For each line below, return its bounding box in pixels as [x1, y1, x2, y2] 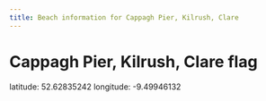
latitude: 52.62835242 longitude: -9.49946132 [9, 81, 182, 92]
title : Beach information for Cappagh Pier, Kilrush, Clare [9, 13, 240, 22]
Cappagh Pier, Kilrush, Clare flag [9, 51, 258, 72]
